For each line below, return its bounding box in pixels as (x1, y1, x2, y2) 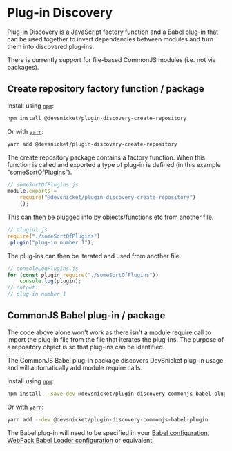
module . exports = (7, 188, 57, 195)
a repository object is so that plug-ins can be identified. (7, 343, 165, 351)
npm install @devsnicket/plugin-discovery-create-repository (7, 115, 187, 122)
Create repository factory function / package (7, 83, 205, 95)
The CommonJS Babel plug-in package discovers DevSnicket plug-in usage (7, 356, 224, 364)
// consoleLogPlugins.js (7, 265, 79, 272)
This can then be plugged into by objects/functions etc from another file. (7, 213, 214, 221)
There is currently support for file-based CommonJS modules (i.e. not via (7, 55, 216, 64)
